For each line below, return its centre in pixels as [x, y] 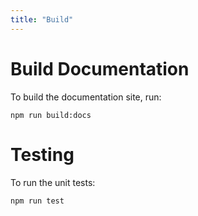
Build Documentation [100, 68]
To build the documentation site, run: [86, 97]
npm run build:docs [51, 115]
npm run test [37, 201]
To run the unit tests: [53, 182]
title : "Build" [42, 19]
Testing [42, 154]
